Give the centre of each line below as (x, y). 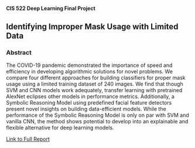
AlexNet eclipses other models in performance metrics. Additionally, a (90, 96)
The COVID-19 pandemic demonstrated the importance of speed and (89, 65)
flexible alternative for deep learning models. (60, 128)
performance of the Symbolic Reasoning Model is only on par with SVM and (97, 115)
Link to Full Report (28, 139)
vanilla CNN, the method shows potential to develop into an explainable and (97, 122)
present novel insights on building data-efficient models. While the (86, 109)
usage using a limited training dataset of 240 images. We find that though (95, 84)
